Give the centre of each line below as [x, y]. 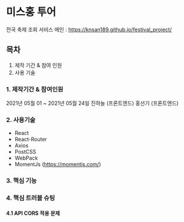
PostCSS [25, 152]
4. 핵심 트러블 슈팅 [31, 198]
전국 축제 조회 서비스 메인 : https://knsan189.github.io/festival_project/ [89, 29]
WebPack [26, 158]
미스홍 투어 [31, 12]
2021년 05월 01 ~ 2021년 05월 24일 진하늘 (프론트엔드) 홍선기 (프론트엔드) [92, 103]
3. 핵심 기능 [21, 181]
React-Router [31, 140]
